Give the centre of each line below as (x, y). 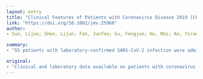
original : (19, 61)
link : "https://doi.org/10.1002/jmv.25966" (62, 23)
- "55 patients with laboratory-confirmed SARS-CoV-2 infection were (96, 51)
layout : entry (24, 12)
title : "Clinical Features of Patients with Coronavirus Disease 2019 (97, 17)
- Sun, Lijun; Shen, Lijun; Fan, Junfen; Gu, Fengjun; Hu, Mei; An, (94, 34)
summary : (17, 45)
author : (16, 28)
